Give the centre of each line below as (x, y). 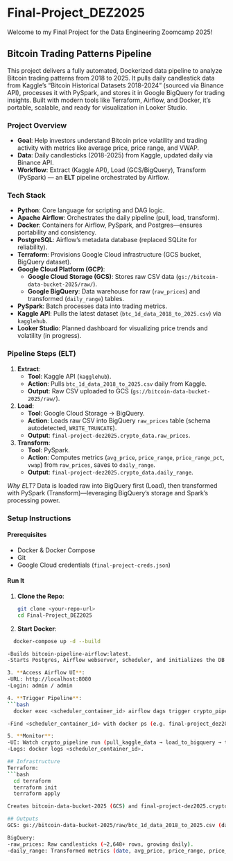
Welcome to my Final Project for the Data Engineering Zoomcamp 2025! (110, 32)
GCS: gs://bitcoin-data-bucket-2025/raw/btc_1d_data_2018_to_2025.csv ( (114, 826)
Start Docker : (37, 629)
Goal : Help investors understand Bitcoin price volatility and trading (112, 141)
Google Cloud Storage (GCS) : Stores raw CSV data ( (103, 277)
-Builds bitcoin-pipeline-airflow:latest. (69, 654)
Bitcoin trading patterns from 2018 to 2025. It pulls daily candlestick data (111, 78)
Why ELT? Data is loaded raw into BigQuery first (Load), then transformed (112, 485)
